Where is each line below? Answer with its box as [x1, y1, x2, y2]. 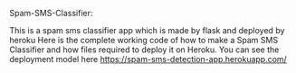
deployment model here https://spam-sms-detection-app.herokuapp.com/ [9, 54, 287, 64]
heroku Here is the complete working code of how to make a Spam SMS [9, 35, 279, 45]
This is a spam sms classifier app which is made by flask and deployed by [9, 25, 285, 35]
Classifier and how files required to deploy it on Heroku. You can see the [9, 44, 280, 55]
